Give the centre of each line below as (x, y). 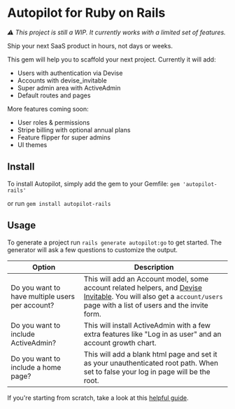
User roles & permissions (54, 122)
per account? (33, 305)
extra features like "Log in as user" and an (152, 334)
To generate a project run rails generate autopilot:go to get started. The (115, 242)
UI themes (32, 144)
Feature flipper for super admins (64, 137)
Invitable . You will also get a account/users (153, 296)
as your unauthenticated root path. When (151, 363)
